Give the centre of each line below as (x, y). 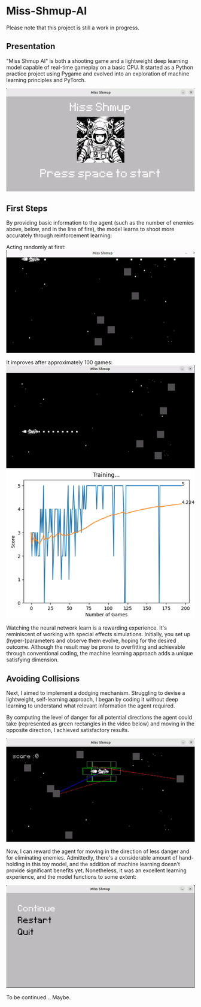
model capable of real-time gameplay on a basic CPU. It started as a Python (100, 67)
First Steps (27, 208)
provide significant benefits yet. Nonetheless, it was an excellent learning (96, 870)
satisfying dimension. (32, 660)
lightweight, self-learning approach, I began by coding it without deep (92, 700)
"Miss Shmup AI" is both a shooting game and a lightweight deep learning (97, 61)
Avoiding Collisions (43, 678)
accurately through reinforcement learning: (59, 235)
